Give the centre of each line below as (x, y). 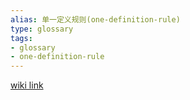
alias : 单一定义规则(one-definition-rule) (95, 19)
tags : (21, 38)
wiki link (27, 85)
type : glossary (42, 29)
